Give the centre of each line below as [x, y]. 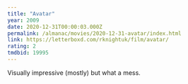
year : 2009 [23, 20]
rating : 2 [22, 46]
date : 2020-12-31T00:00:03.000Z [55, 27]
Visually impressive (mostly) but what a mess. [74, 72]
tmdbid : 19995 [28, 53]
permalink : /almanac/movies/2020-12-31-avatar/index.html [94, 33]
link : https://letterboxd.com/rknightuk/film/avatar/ [88, 40]
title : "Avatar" [31, 14]
